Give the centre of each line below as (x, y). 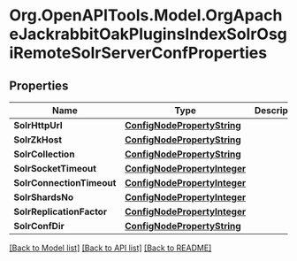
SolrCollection (44, 154)
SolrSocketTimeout (55, 169)
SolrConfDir (39, 226)
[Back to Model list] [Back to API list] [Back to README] (110, 248)
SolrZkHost (38, 140)
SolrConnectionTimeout (65, 183)
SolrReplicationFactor (61, 211)
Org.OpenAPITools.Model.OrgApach (146, 15)
